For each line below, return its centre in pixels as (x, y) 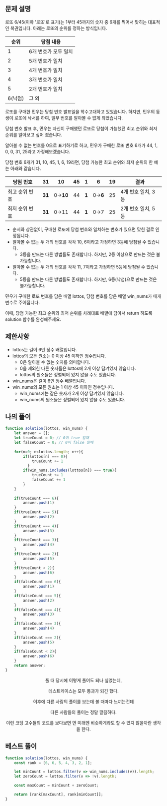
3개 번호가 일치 (46, 79)
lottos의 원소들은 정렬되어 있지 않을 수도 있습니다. (68, 374)
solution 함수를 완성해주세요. (33, 319)
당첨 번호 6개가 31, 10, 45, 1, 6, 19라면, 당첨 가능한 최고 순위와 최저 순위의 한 (79, 162)
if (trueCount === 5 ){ (36, 512)
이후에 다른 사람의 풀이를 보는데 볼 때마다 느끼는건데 (83, 702)
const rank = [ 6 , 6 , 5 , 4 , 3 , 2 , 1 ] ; (53, 763)
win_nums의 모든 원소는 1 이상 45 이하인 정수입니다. (63, 387)
